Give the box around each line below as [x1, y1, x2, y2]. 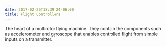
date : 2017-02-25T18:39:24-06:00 [5, 7, 74, 12]
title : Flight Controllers [5, 12, 61, 17]
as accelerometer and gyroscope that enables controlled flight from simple [5, 31, 158, 37]
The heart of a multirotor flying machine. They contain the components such [5, 25, 161, 31]
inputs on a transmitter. [5, 36, 53, 42]
